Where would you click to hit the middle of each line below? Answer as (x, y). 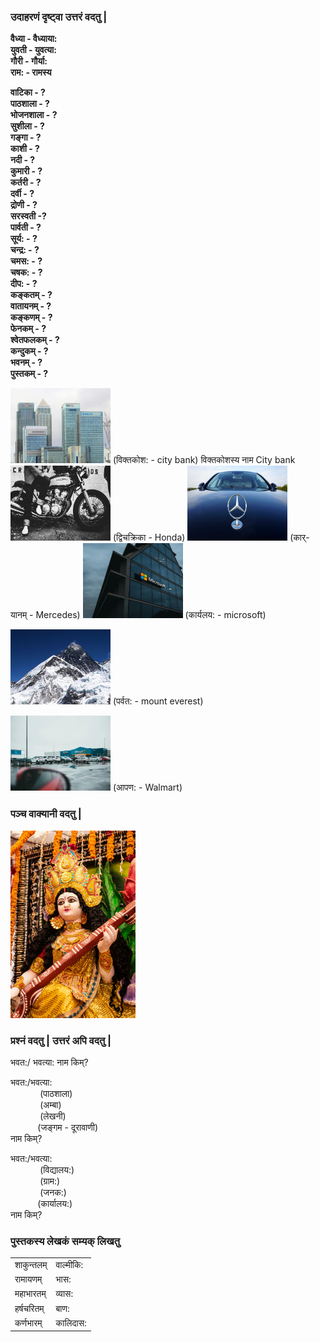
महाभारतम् (30, 1294)
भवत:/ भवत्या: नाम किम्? (49, 1062)
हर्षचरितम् (29, 1308)
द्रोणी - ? (24, 205)
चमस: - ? (26, 261)
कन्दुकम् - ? (29, 351)
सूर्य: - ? (24, 239)
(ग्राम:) (50, 1181)
